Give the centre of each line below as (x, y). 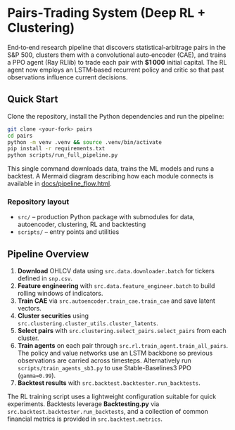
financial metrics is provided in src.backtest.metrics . (85, 419)
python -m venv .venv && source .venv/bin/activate (84, 142)
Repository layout (38, 202)
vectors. (30, 308)
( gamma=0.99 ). (37, 376)
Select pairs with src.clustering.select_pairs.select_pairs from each (122, 331)
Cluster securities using (53, 316)
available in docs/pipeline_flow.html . (60, 183)
